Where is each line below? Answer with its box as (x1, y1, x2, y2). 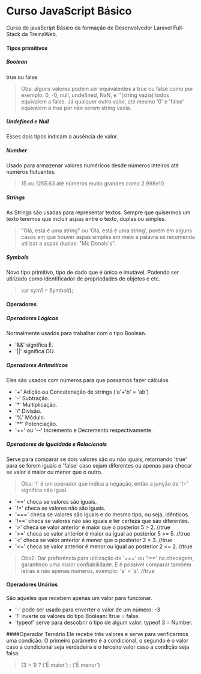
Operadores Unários (6, 581, 58, 588)
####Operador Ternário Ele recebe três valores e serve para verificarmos (6, 631, 189, 638)
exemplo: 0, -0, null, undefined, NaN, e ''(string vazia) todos (20, 91, 170, 99)
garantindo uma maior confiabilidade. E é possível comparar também (20, 561, 192, 568)
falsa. (6, 650, 20, 657)
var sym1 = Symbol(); (20, 287, 74, 294)
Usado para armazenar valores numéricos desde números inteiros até (6, 162, 179, 169)
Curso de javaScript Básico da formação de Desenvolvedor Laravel (6, 24, 172, 31)
